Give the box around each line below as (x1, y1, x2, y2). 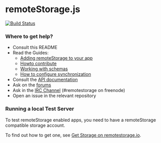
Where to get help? (5, 33, 53, 40)
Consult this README (12, 44, 58, 51)
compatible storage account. (5, 122, 65, 128)
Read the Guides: (12, 50, 49, 56)
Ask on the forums (12, 82, 52, 88)
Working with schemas (20, 66, 68, 72)
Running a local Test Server (5, 105, 74, 112)
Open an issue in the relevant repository (12, 92, 96, 99)
